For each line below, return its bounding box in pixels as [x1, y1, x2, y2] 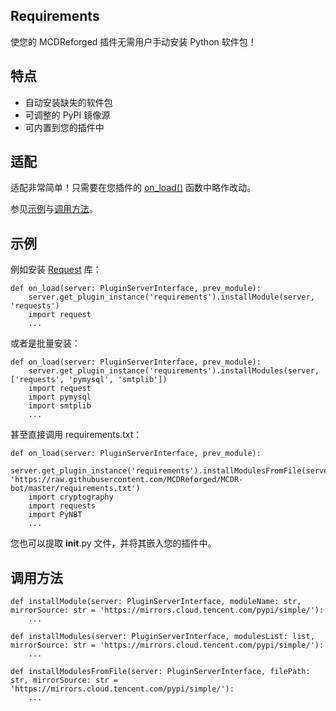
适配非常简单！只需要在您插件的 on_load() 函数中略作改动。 [10, 182, 256, 194]
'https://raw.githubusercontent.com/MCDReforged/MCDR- [10, 475, 244, 485]
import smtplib [28, 401, 92, 411]
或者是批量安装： [10, 337, 81, 349]
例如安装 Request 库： [10, 264, 102, 276]
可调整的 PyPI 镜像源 [24, 109, 111, 121]
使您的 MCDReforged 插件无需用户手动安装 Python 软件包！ [10, 35, 257, 48]
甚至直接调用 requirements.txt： [10, 429, 143, 441]
